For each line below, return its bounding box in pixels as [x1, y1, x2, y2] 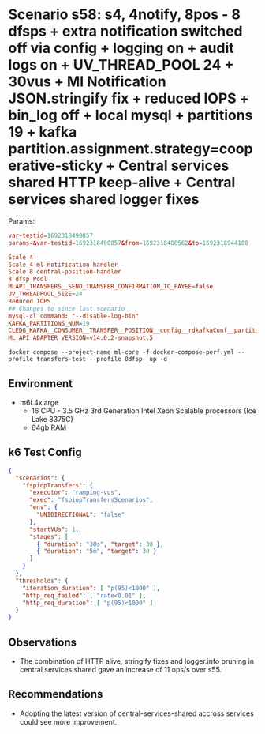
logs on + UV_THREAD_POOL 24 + [8, 56, 234, 74]
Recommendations [8, 687, 103, 701]
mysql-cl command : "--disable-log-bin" [8, 312, 140, 320]
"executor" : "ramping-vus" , [28, 488, 122, 497]
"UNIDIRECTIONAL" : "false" [36, 511, 125, 519]
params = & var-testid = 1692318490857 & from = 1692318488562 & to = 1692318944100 [8, 239, 248, 247]
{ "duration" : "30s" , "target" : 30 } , [36, 540, 164, 548]
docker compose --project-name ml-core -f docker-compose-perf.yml [8, 348, 235, 356]
